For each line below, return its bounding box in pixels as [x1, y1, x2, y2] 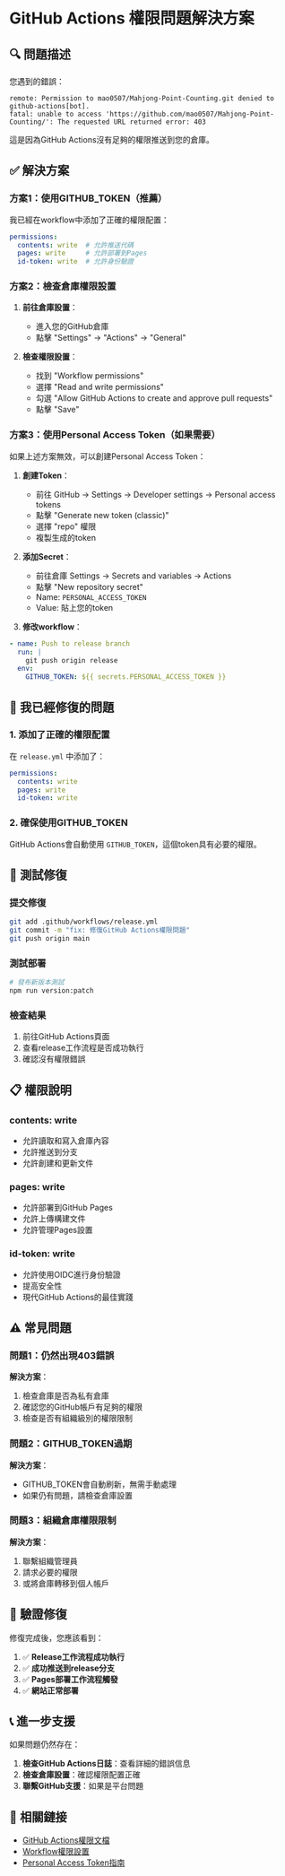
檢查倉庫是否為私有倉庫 [22, 1391, 109, 1402]
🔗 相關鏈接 [9, 1809, 67, 1825]
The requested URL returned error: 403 [56, 117, 206, 126]
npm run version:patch [9, 986, 94, 995]
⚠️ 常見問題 [9, 1320, 72, 1335]
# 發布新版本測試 [9, 978, 65, 987]
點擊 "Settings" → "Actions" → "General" [35, 333, 186, 343]
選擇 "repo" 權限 [35, 521, 97, 532]
